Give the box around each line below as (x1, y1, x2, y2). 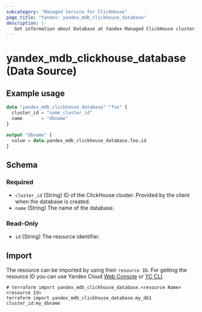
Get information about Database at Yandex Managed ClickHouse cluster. (14, 25, 198, 32)
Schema (6, 160, 38, 170)
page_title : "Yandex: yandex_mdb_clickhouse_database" (6, 14, 147, 20)
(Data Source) (6, 64, 77, 78)
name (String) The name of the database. (14, 204, 115, 211)
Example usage (6, 88, 65, 98)
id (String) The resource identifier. (14, 233, 100, 240)
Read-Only (6, 219, 39, 228)
